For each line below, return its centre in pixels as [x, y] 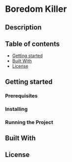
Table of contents [32, 44]
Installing [16, 109]
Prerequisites [21, 96]
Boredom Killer [36, 9]
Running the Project [29, 122]
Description [23, 27]
